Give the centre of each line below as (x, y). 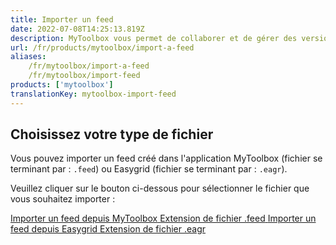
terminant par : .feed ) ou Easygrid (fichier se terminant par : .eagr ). (149, 169)
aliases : (28, 57)
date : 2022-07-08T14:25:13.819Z (77, 29)
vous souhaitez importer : (63, 199)
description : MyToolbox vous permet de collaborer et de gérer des (154, 38)
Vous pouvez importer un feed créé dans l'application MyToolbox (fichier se (166, 158)
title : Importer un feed (62, 19)
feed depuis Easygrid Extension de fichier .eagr (108, 229)
